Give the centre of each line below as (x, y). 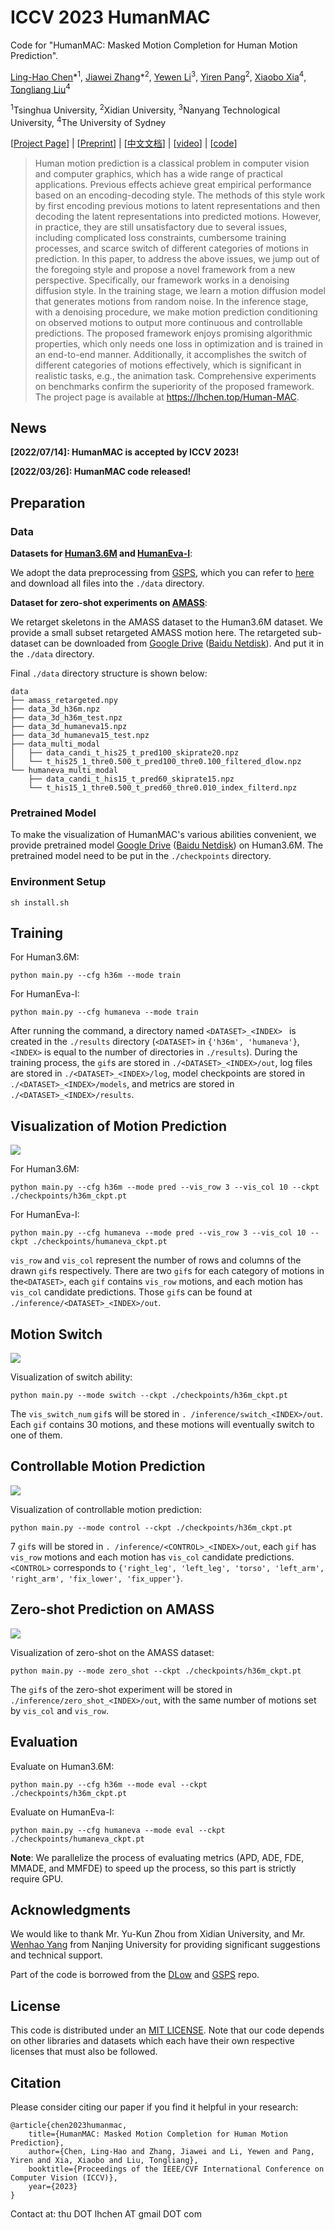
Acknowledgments (71, 1909)
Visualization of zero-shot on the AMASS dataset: (112, 1652)
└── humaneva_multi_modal (64, 771)
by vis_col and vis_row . (59, 1710)
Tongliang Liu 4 (40, 88)
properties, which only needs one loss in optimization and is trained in (178, 343)
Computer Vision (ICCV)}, (64, 2177)
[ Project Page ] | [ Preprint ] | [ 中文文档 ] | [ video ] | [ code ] (124, 143)
